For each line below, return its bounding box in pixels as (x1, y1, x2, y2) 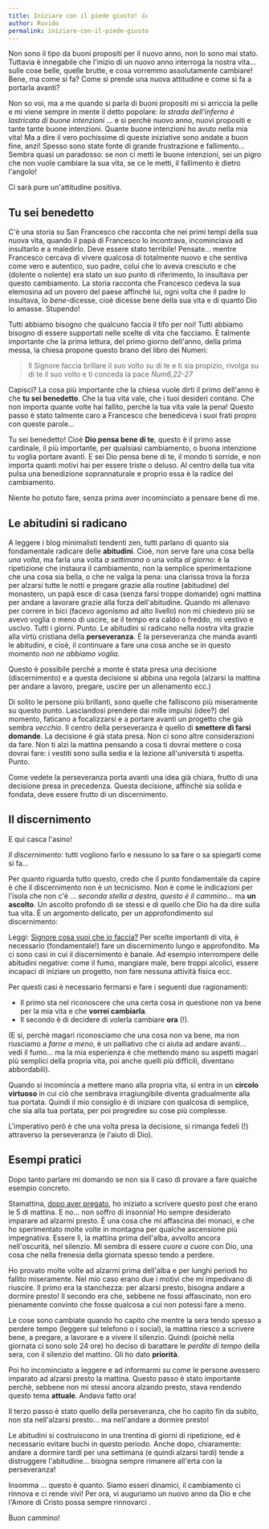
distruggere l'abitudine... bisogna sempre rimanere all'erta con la (8, 1456, 222, 1465)
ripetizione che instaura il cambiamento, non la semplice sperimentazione (8, 564, 252, 573)
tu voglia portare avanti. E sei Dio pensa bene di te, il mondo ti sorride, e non (8, 452, 261, 462)
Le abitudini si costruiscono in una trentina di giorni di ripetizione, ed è (8, 1430, 241, 1440)
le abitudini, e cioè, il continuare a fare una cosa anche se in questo (8, 640, 231, 650)
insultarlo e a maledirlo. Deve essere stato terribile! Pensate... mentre (8, 245, 237, 254)
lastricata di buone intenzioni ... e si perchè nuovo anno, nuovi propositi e (8, 116, 251, 125)
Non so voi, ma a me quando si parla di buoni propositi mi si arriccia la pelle (8, 98, 259, 109)
